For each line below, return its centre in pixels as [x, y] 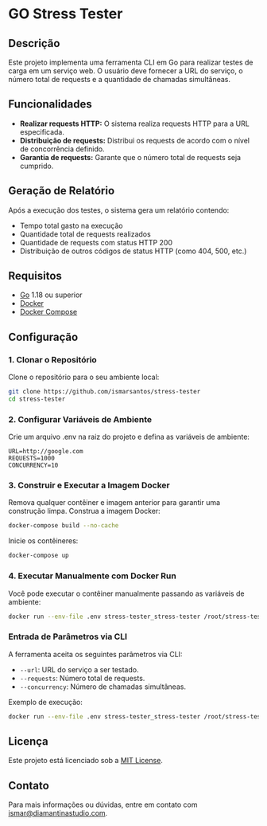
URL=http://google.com [46, 452]
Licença [29, 741]
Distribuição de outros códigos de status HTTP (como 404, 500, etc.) [133, 251]
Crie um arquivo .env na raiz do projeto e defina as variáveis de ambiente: [129, 437]
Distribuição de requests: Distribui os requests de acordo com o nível [135, 140]
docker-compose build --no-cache [64, 526]
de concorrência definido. [62, 149]
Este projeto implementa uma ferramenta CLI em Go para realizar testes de [131, 62]
